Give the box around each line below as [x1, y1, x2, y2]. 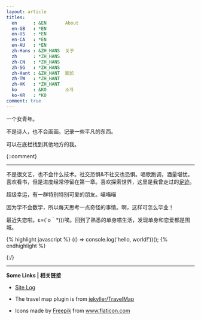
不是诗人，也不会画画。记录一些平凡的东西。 [6, 128, 117, 135]
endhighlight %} [6, 242, 46, 249]
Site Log [14, 283, 36, 291]
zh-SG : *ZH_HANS [11, 64, 60, 71]
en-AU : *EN [11, 43, 47, 49]
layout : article [6, 8, 47, 15]
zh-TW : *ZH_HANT [11, 76, 60, 81]
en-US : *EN [11, 31, 47, 37]
